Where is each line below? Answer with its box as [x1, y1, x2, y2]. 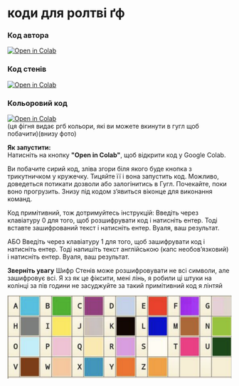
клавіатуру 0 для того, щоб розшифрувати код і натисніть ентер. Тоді [7, 216, 218, 225]
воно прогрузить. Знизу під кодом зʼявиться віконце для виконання [7, 187, 213, 196]
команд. [7, 195, 33, 203]
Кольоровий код [7, 98, 68, 108]
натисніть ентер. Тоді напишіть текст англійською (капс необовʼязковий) [7, 245, 229, 254]
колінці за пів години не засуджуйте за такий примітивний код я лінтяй [7, 282, 223, 290]
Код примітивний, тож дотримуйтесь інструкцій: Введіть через [7, 208, 199, 218]
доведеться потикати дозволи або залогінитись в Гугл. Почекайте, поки [7, 180, 228, 188]
